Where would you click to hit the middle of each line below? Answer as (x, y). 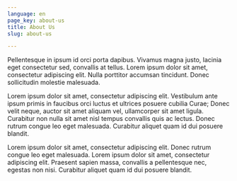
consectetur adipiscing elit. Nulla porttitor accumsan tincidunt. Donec (109, 75)
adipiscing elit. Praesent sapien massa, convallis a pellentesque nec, (107, 163)
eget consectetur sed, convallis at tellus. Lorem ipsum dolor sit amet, (108, 67)
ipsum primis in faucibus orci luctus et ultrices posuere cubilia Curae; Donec (118, 104)
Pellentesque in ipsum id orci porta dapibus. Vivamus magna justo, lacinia (115, 60)
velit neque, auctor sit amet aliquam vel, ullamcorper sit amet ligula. (105, 111)
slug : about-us (30, 34)
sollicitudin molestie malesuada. (54, 83)
